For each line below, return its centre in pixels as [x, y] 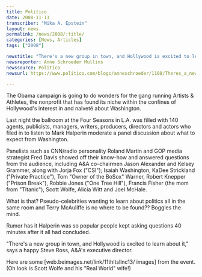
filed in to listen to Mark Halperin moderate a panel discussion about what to [101, 133]
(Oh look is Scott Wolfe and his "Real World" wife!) [69, 269]
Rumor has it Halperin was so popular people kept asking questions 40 [94, 226]
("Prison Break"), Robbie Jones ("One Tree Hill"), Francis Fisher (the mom [98, 183]
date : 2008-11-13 [28, 18]
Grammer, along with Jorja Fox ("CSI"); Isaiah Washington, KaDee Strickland [101, 170]
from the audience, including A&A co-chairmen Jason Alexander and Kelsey [100, 164]
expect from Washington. [38, 139]
